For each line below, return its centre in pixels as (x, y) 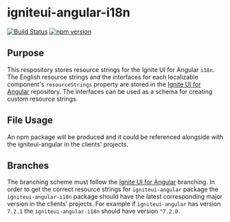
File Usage (30, 120)
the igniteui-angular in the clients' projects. (68, 144)
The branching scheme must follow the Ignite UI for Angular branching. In (111, 182)
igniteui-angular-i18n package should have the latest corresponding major (115, 197)
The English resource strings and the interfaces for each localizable (103, 77)
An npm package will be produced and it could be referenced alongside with (115, 137)
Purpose (26, 53)
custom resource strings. (43, 99)
